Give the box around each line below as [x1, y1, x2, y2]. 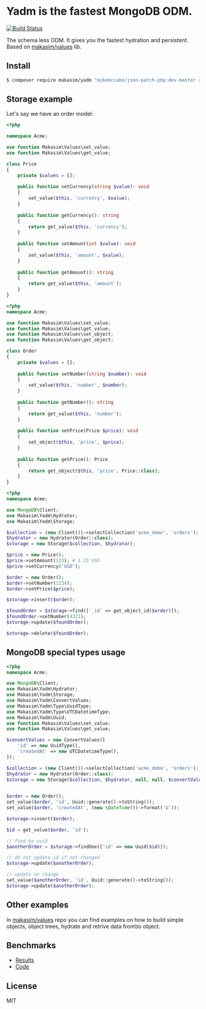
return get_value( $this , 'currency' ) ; [28, 224, 128, 230]
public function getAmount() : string [17, 269, 114, 275]
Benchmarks [6, 940, 56, 951]
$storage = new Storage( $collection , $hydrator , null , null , [6, 777, 166, 783]
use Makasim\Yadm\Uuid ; [6, 714, 67, 721]
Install [6, 61, 31, 71]
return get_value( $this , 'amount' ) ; [28, 281, 122, 287]
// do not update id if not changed [6, 855, 100, 861]
